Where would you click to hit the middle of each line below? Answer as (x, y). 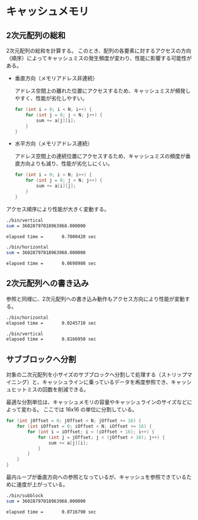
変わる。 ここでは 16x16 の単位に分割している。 (79, 410)
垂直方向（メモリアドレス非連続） (56, 78)
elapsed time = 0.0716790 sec (51, 512)
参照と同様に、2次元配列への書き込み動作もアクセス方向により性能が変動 (95, 299)
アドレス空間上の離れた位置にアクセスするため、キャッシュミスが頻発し (103, 91)
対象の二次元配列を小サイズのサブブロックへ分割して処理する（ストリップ (97, 375)
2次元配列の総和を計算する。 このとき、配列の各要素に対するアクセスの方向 (99, 51)
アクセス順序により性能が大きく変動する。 (58, 209)
